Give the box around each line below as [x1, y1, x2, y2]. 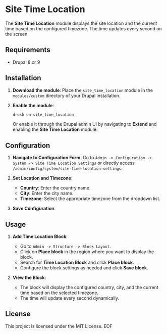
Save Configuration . [12, 206, 56, 212]
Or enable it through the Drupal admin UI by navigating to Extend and [12, 121, 157, 127]
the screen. [5, 31, 29, 37]
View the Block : [12, 274, 46, 281]
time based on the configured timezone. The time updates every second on [5, 25, 162, 31]
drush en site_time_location [12, 112, 74, 117]
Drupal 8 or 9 [12, 59, 40, 65]
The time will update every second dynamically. [20, 295, 120, 301]
